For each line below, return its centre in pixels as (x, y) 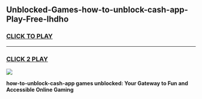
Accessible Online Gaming (40, 89)
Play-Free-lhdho (38, 19)
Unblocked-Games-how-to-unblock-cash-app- (97, 10)
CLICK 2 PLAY (27, 59)
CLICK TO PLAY (29, 37)
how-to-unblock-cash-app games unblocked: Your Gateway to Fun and (97, 83)
